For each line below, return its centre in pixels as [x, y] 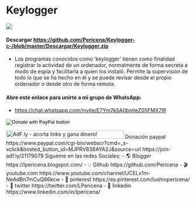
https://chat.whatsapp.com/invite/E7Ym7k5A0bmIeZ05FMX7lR [90, 110]
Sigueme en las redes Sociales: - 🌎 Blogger [98, 156]
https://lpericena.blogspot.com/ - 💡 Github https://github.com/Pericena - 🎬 [97, 165]
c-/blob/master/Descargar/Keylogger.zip [57, 46]
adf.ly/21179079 [25, 156]
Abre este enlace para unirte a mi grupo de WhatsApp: [74, 97]
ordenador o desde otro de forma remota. [65, 84]
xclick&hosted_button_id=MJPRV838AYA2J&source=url [74, 149]
